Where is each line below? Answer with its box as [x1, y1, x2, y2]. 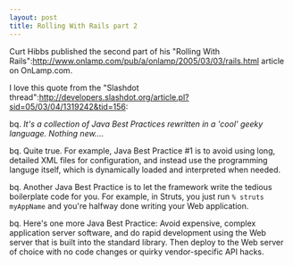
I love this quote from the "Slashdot [9, 82, 140, 93]
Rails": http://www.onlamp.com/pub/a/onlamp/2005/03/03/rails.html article [9, 55, 284, 66]
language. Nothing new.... [9, 128, 105, 138]
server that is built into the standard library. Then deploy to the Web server [9, 237, 284, 247]
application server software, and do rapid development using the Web [9, 227, 266, 237]
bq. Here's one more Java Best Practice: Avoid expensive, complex [9, 218, 256, 229]
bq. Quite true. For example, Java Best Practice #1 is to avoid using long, [9, 145, 275, 156]
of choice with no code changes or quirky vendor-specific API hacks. [9, 246, 265, 257]
